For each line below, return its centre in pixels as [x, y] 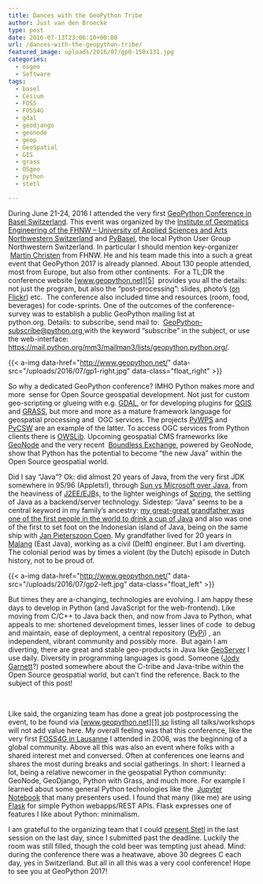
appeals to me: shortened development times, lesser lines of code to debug [132, 624]
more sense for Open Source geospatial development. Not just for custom [129, 394]
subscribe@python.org [45, 330]
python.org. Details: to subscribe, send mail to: [84, 322]
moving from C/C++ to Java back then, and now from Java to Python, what [130, 616]
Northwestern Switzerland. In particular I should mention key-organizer [123, 247]
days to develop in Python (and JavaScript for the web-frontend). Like [122, 607]
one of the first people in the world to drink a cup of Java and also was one [130, 518]
